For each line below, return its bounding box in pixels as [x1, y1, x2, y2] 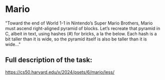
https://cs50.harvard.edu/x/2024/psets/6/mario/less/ [5, 69, 115, 75]
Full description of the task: [5, 56, 92, 64]
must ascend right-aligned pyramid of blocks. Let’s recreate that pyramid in [5, 25, 160, 31]
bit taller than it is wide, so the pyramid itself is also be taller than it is [5, 36, 147, 42]
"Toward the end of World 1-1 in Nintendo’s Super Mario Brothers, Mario [5, 20, 153, 26]
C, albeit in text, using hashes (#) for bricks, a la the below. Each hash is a [5, 30, 157, 36]
